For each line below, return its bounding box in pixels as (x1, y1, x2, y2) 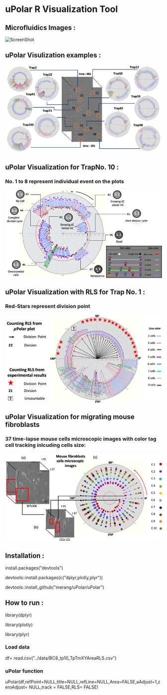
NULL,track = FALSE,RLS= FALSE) (29, 684, 98, 690)
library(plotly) (5, 622, 33, 628)
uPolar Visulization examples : (5, 51, 101, 59)
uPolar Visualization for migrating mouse (5, 413, 135, 421)
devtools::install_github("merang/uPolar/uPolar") (5, 584, 104, 590)
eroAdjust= (5, 684, 28, 690)
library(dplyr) (5, 612, 32, 618)
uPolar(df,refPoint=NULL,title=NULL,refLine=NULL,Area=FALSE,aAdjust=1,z (5, 679, 161, 685)
